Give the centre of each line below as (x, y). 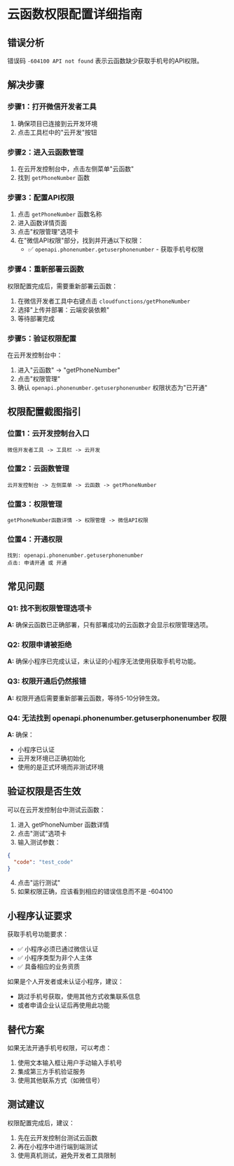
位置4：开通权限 (35, 540)
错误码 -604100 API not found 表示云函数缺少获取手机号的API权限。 (105, 61)
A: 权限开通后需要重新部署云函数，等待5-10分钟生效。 (85, 698)
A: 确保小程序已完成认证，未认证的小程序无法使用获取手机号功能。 (104, 661)
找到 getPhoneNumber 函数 (53, 177)
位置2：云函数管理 (39, 469)
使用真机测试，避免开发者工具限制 (67, 1155)
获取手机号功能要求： (38, 934)
